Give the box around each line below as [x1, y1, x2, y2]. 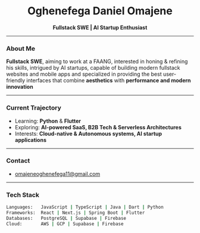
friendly [6, 77, 26, 84]
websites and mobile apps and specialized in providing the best [6, 70, 162, 78]
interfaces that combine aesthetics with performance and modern [26, 77, 192, 84]
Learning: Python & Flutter [14, 117, 82, 125]
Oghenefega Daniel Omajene [27, 4, 173, 18]
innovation [6, 83, 34, 91]
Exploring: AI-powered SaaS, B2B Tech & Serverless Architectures [14, 123, 182, 131]
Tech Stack [6, 191, 40, 199]
